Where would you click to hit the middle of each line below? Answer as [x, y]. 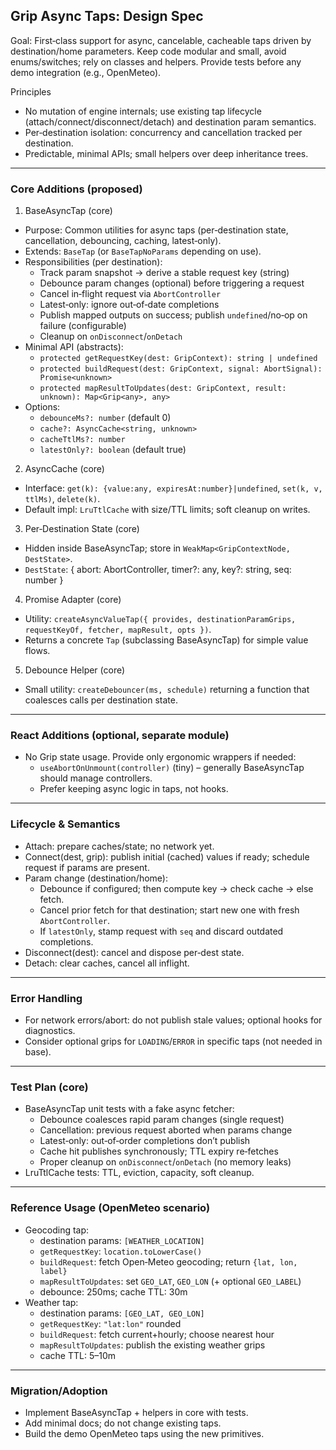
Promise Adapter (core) [73, 600]
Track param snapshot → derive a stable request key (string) [164, 273]
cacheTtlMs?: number [82, 440]
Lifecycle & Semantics [65, 824]
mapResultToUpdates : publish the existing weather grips [152, 1345]
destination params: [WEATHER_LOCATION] [122, 1240]
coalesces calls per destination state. [101, 700]
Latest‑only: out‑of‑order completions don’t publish [145, 1141]
